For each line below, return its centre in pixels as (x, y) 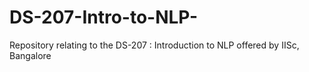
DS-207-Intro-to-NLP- (104, 17)
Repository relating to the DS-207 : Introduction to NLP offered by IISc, (154, 45)
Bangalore (30, 55)
